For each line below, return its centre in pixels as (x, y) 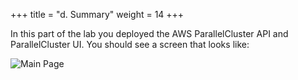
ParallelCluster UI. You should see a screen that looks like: (130, 44)
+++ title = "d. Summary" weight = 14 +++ (97, 14)
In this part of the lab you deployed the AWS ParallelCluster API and (149, 33)
